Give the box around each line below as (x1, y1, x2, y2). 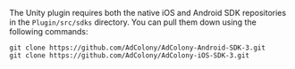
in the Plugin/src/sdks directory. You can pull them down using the (9, 17, 257, 27)
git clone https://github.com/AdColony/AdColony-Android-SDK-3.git (9, 43, 266, 52)
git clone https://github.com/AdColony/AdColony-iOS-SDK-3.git (9, 51, 250, 60)
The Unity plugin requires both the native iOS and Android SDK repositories (9, 8, 287, 18)
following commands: (9, 27, 88, 36)
